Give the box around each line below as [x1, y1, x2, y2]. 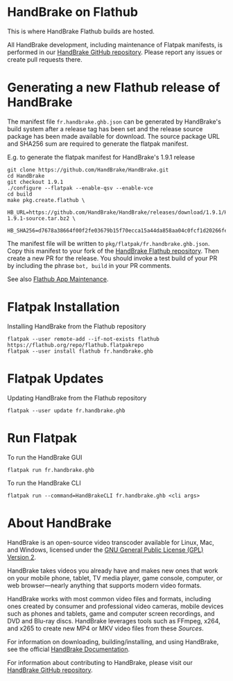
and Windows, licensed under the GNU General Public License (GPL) [7, 546, 204, 554]
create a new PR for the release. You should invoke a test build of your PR [7, 254, 218, 262]
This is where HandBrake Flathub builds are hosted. [7, 27, 155, 35]
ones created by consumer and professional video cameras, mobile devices [7, 602, 224, 610]
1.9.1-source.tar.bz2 [7, 215, 70, 222]
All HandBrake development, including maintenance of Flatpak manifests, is [7, 40, 223, 49]
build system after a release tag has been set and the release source [7, 124, 203, 133]
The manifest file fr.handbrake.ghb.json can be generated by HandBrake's [7, 117, 222, 126]
